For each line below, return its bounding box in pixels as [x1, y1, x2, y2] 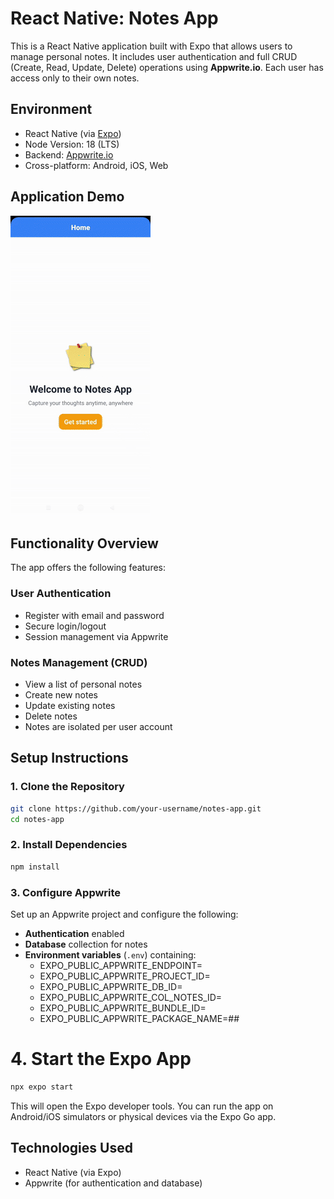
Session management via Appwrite [24, 630, 169, 642]
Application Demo [10, 188, 125, 206]
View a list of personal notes [24, 678, 143, 690]
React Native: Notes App [10, 7, 219, 30]
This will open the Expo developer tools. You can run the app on [10, 1100, 274, 1112]
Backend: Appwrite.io [24, 148, 114, 161]
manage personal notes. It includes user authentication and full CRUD [10, 50, 298, 62]
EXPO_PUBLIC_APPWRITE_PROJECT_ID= [39, 970, 211, 982]
